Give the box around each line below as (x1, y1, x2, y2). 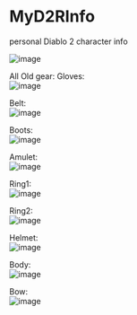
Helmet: (9, 232, 39, 243)
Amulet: (9, 151, 39, 162)
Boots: (9, 124, 33, 136)
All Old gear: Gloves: (9, 70, 85, 82)
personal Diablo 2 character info (9, 36, 128, 47)
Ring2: (9, 205, 33, 216)
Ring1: (9, 178, 31, 189)
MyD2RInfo (9, 6, 96, 27)
